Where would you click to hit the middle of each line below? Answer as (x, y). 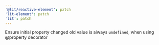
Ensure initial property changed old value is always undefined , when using (79, 32)
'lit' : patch (18, 18)
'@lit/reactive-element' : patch (38, 9)
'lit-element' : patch (27, 14)
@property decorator (26, 37)
